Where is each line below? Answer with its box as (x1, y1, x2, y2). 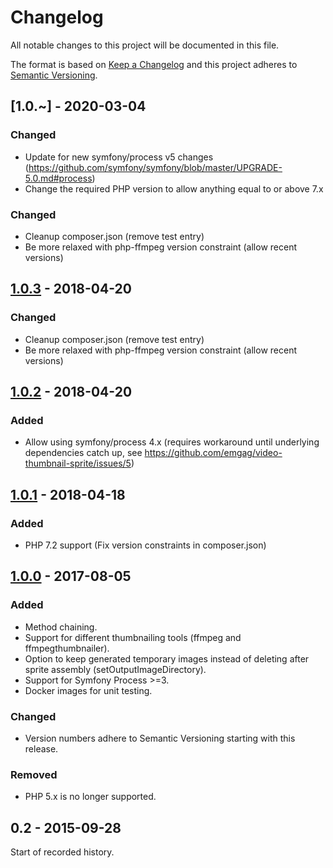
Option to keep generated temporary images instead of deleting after (24, 652, 310, 665)
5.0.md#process (24, 172, 93, 184)
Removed (10, 767, 58, 781)
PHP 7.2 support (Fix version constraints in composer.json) (24, 539, 267, 551)
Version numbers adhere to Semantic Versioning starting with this (24, 732, 296, 744)
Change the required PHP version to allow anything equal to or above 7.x (24, 182, 324, 195)
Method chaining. (24, 621, 98, 633)
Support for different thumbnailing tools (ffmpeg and (24, 631, 242, 643)
